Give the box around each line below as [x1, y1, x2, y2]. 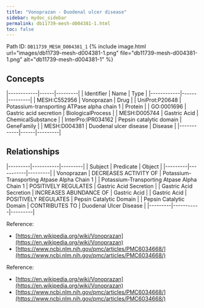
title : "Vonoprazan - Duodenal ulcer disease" [6, 9, 127, 15]
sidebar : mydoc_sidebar [6, 15, 67, 21]
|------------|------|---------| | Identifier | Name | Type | [6, 90, 148, 97]
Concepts [6, 73, 45, 84]
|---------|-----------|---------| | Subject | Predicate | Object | [6, 163, 162, 170]
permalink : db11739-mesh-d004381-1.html [6, 20, 111, 26]
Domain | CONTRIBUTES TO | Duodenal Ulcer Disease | [6, 201, 147, 209]
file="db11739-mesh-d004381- [120, 50, 198, 57]
